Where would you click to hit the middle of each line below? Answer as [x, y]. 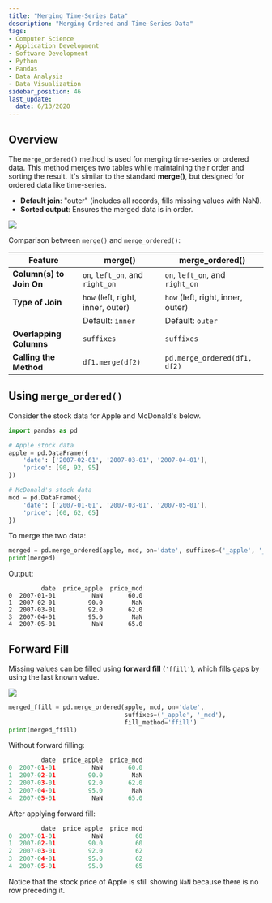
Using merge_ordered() [66, 396]
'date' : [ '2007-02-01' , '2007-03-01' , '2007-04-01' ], [115, 460]
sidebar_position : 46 [45, 91]
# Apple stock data [41, 445]
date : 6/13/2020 [43, 106]
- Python [23, 62]
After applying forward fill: [52, 814]
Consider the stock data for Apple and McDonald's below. [105, 416]
